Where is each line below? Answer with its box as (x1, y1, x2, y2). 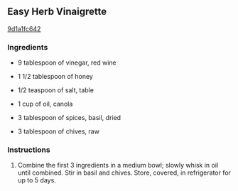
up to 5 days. (17, 176, 57, 185)
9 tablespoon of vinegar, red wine (17, 58, 117, 67)
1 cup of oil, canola (17, 99, 73, 109)
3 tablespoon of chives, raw (17, 127, 99, 136)
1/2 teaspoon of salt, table (17, 86, 94, 94)
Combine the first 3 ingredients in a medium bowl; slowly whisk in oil (17, 161, 219, 170)
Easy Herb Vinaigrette (7, 6, 107, 18)
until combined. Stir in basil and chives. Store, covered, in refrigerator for (17, 168, 231, 177)
